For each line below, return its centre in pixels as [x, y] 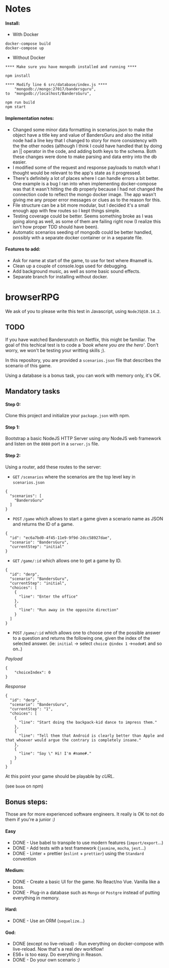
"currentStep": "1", [31, 709]
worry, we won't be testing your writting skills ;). [55, 350]
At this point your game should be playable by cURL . [60, 776]
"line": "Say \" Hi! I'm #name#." [55, 753]
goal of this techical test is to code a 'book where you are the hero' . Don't [82, 345]
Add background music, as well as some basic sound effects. [76, 271]
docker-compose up [25, 48]
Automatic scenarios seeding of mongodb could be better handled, [82, 232]
